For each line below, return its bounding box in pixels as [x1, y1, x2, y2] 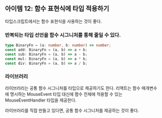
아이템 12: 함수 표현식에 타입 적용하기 [5, 4, 109, 13]
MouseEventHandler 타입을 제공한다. [5, 97, 76, 103]
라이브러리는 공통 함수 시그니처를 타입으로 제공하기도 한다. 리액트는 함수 [5, 85, 141, 91]
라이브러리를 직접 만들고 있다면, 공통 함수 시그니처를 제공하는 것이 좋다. [5, 107, 139, 113]
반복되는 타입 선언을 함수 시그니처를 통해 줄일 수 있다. [5, 31, 121, 38]
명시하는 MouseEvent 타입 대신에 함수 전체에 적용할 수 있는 [10, 91, 122, 97]
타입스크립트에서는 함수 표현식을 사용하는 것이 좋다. [5, 18, 102, 24]
